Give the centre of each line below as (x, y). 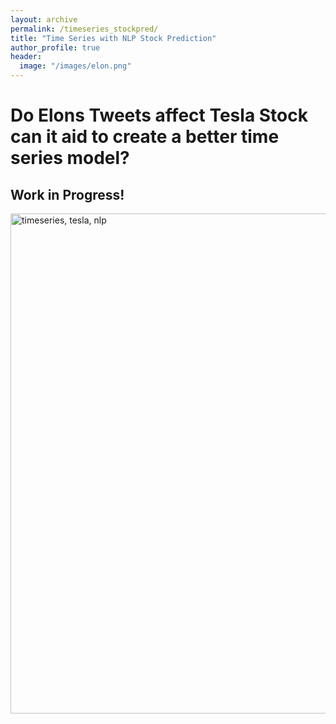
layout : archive (44, 19)
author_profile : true (55, 47)
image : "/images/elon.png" (75, 66)
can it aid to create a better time (145, 137)
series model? (70, 158)
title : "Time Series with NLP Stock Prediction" (113, 38)
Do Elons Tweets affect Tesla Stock (159, 115)
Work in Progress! (67, 194)
